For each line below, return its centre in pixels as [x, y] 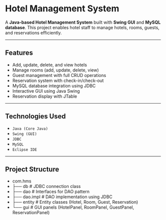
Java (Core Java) [30, 129]
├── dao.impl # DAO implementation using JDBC [62, 197]
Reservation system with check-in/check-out [58, 80]
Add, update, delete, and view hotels [50, 65]
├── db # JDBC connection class [46, 186]
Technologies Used [35, 116]
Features [19, 53]
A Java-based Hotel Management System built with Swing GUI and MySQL [83, 22]
